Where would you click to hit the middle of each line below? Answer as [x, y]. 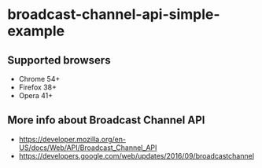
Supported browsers [59, 60]
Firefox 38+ [37, 87]
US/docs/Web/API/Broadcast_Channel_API [88, 148]
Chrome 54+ [39, 79]
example [36, 31]
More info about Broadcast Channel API [106, 121]
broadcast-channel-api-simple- [114, 15]
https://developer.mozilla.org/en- [72, 139]
